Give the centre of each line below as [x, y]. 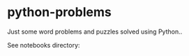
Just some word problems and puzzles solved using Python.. [95, 31]
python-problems [59, 12]
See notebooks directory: [44, 45]
